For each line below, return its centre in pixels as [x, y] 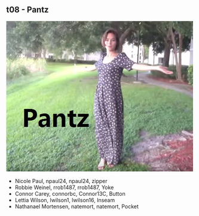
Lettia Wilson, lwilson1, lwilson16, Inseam [65, 200]
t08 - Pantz [27, 10]
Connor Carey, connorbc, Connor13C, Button [70, 193]
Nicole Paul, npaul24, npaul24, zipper [61, 181]
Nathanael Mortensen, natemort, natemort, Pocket [76, 206]
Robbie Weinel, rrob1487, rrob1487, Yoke [64, 187]
